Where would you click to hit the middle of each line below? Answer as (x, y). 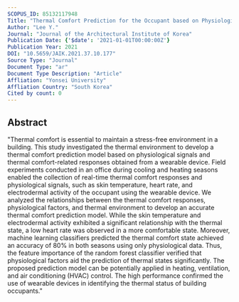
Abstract (27, 122)
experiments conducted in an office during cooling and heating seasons (113, 170)
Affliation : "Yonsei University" (57, 80)
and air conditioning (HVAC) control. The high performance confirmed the (116, 276)
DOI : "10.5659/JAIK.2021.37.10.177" (62, 54)
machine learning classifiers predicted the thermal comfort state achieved (116, 238)
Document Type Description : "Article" (65, 73)
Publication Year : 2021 (43, 47)
